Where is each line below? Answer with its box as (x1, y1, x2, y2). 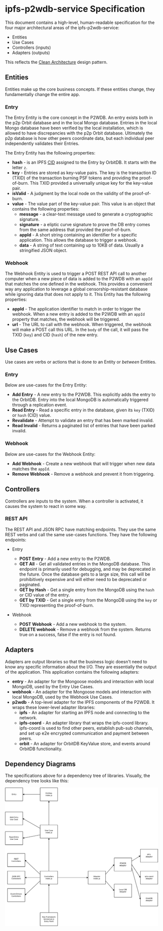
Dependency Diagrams (5, 760, 76, 768)
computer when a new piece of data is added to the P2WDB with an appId (5, 276, 153, 282)
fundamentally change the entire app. (5, 91, 80, 97)
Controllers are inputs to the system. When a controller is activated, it (5, 498, 144, 504)
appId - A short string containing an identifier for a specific (19, 232, 137, 238)
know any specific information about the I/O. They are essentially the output (5, 664, 157, 670)
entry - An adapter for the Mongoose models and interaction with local (12, 679, 154, 684)
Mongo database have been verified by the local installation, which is (5, 125, 143, 131)
